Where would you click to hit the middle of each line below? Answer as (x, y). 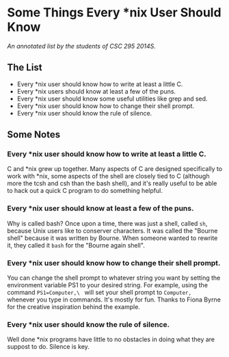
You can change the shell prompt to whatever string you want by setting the (114, 278)
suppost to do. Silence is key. (49, 347)
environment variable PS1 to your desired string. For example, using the (108, 285)
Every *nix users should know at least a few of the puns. (96, 91)
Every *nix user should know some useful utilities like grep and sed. (112, 98)
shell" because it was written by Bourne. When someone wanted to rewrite (112, 238)
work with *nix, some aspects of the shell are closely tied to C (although (108, 176)
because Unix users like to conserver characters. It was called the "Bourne (112, 230)
